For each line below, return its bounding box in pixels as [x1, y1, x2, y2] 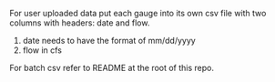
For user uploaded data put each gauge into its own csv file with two [9, 8, 267, 18]
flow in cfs [22, 45, 62, 56]
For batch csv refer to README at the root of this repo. [9, 63, 215, 73]
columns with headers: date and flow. [9, 17, 150, 28]
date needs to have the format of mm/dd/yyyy [22, 36, 196, 46]
